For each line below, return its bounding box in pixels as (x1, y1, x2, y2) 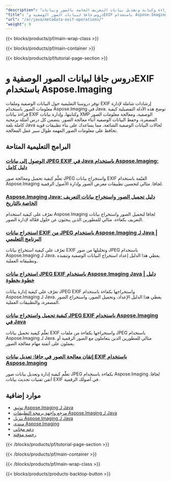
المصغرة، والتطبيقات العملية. (6, 299, 60, 305)
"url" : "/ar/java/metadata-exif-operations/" (6, 17, 104, 22)
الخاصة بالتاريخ (6, 199, 38, 206)
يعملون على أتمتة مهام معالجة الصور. (6, 340, 75, 347)
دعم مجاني (13, 426, 35, 432)
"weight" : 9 (6, 21, 31, 27)
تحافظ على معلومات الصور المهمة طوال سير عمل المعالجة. (6, 127, 118, 133)
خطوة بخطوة (6, 277, 35, 284)
